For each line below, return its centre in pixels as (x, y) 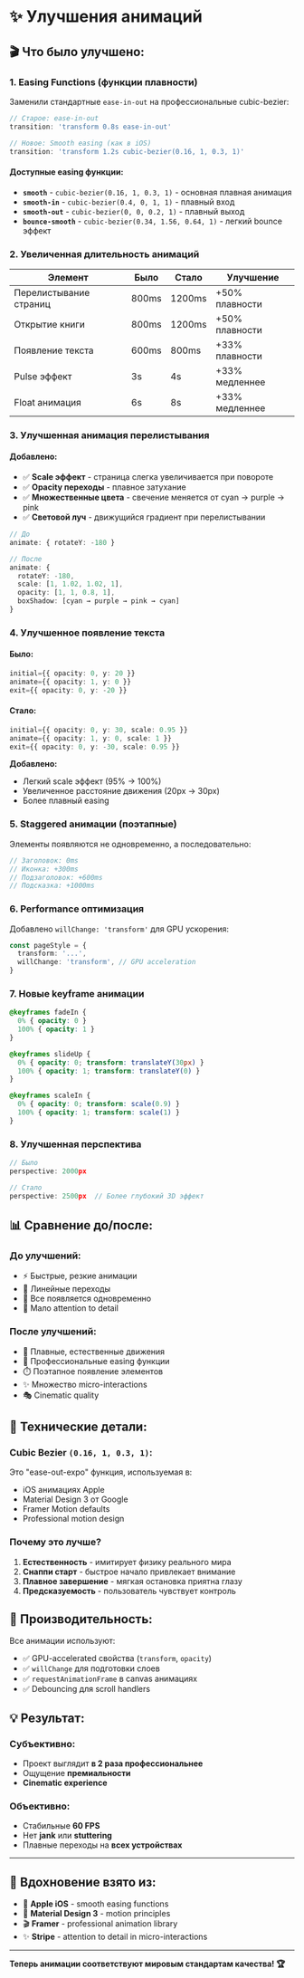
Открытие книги (50, 324)
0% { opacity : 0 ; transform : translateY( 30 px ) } (111, 1062)
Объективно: (40, 1806)
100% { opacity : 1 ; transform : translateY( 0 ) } (109, 1071)
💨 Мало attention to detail (71, 1308)
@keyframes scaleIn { (50, 1096)
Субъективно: (43, 1744)
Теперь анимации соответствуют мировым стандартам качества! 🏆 (147, 1964)
